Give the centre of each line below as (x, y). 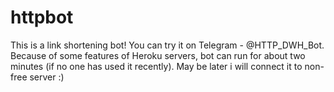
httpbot (42, 17)
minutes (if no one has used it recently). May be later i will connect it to (156, 66)
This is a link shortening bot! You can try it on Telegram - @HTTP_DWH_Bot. (167, 45)
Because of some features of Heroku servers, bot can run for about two (158, 55)
